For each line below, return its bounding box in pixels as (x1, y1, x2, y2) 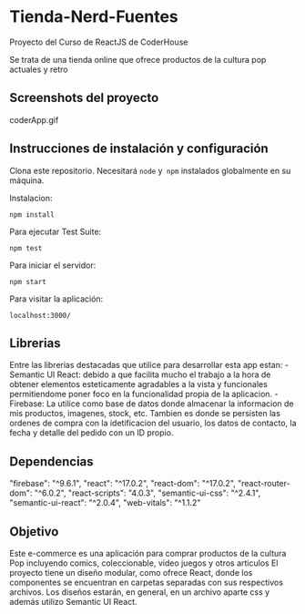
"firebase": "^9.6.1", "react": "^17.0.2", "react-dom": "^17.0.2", (9, 478, 237, 489)
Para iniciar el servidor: (9, 260, 97, 271)
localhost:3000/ (9, 311, 71, 320)
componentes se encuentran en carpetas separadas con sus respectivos (9, 577, 284, 588)
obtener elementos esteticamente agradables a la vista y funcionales (9, 379, 269, 390)
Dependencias (9, 454, 94, 469)
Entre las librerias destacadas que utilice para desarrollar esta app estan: (9, 360, 283, 371)
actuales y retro (9, 64, 68, 75)
